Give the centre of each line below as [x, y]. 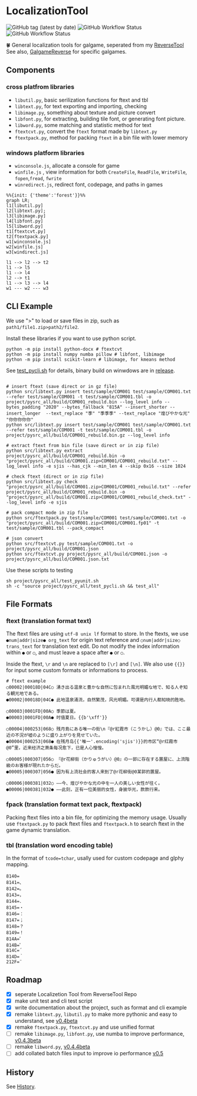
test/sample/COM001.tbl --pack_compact [55, 528]
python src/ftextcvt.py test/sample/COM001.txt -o [70, 544]
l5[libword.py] [25, 226]
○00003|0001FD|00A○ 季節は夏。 [42, 712]
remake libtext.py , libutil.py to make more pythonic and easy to [96, 1015]
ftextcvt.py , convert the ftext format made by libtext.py [86, 131]
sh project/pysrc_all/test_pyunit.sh [52, 581]
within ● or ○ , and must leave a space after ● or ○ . [65, 653]
